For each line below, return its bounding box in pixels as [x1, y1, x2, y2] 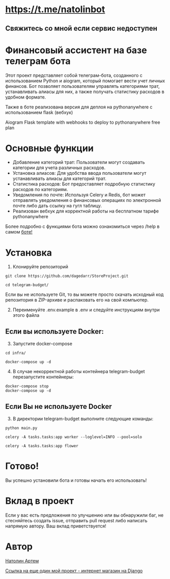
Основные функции [5, 142, 94, 154]
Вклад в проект [5, 495, 74, 507]
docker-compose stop [5, 384, 49, 389]
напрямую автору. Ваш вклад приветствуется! [5, 523, 107, 529]
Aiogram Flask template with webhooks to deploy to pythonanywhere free [5, 119, 160, 125]
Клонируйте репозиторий [12, 264, 69, 270]
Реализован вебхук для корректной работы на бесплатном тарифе [12, 208, 159, 214]
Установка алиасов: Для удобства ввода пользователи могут [12, 170, 147, 176]
